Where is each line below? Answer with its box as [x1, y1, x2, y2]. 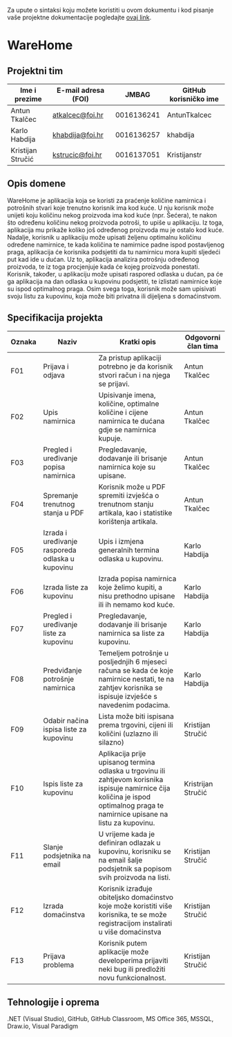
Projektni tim [7, 65, 64, 77]
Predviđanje [43, 665, 82, 675]
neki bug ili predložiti [98, 964, 166, 974]
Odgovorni [184, 333, 221, 342]
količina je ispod [98, 792, 151, 801]
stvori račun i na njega [98, 370, 171, 380]
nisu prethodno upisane [98, 591, 175, 601]
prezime [14, 94, 43, 103]
